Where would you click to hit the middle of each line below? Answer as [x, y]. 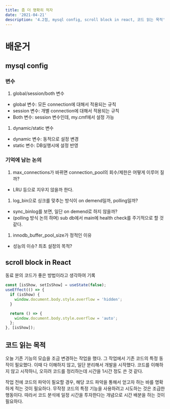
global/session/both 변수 [39, 93]
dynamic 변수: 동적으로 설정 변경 [46, 139]
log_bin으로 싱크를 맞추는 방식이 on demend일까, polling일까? [75, 200]
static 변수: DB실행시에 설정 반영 [45, 145]
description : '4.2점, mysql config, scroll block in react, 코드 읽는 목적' [85, 20]
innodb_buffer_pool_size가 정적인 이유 [52, 235]
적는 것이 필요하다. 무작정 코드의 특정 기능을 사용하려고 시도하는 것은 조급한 [90, 388]
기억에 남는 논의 [24, 160]
